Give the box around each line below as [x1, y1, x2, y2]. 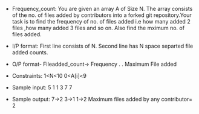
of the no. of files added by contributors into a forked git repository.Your [11, 11, 192, 19]
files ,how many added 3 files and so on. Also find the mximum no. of [11, 24, 185, 31]
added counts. [11, 49, 48, 56]
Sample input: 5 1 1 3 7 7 [11, 84, 73, 91]
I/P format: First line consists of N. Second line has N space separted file [11, 42, 194, 49]
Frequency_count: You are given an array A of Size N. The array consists [11, 5, 193, 12]
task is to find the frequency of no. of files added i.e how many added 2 [11, 18, 191, 25]
